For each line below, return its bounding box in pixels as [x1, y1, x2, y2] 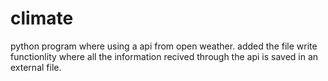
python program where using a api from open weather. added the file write [10, 40, 318, 52]
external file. [10, 61, 62, 73]
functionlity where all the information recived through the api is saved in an [10, 50, 319, 62]
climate [10, 7, 74, 30]
